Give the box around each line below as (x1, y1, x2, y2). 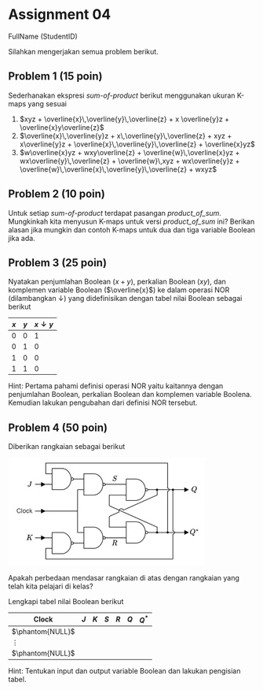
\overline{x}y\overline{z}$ (19, 122, 104, 132)
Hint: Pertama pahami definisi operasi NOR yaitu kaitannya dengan (8, 381, 224, 391)
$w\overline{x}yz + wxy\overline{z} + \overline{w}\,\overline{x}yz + (19, 147, 240, 157)
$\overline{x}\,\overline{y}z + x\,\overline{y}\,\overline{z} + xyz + (19, 131, 232, 140)
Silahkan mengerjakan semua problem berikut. (8, 46, 159, 56)
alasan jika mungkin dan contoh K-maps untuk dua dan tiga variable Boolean (8, 224, 256, 234)
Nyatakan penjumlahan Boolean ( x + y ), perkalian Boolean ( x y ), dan (8, 277, 226, 287)
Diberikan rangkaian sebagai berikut (8, 442, 126, 451)
